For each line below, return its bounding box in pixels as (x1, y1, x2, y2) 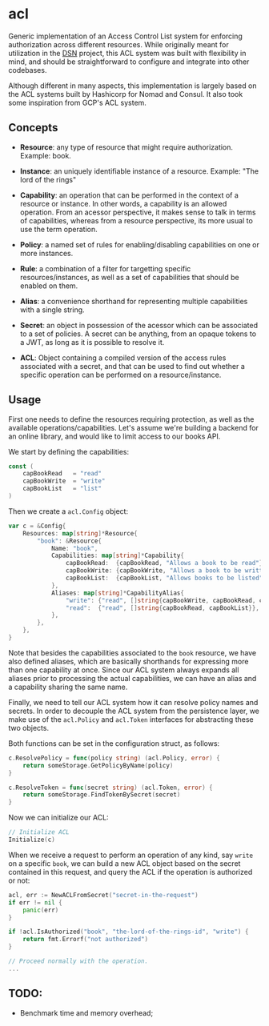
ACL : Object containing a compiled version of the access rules (19, 353, 227, 363)
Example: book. (19, 150, 72, 160)
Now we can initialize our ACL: (8, 813, 110, 823)
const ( (8, 462, 34, 471)
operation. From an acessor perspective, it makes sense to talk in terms (19, 207, 256, 217)
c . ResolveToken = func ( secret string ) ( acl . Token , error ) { (8, 784, 214, 792)
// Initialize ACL (8, 828, 70, 836)
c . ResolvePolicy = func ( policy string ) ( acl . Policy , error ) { (8, 754, 220, 762)
